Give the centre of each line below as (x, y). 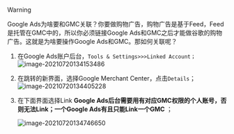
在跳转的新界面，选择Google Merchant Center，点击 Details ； (107, 78)
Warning (19, 10)
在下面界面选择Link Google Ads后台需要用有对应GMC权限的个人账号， (119, 101)
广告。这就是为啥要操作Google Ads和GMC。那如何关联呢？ (92, 42)
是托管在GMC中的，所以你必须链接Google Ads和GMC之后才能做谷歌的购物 (115, 33)
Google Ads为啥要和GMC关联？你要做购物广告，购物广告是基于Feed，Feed (116, 24)
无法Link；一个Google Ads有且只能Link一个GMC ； (98, 109)
